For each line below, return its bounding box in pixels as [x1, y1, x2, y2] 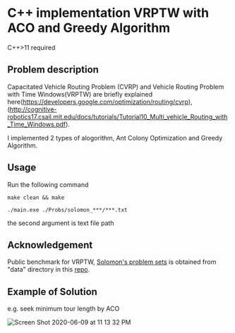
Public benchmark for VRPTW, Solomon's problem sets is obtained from [7, 258, 217, 266]
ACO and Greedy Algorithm [7, 20, 171, 36]
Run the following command [7, 180, 89, 188]
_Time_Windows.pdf [7, 120, 66, 128]
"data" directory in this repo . [7, 265, 90, 274]
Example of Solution [7, 286, 97, 298]
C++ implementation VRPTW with [7, 5, 210, 21]
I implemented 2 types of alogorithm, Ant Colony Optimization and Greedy [7, 133, 223, 142]
